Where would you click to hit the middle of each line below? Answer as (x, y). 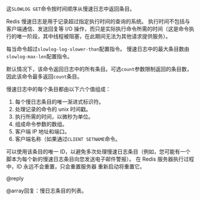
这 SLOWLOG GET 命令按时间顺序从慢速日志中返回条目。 (71, 9)
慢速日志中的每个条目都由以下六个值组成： (59, 89)
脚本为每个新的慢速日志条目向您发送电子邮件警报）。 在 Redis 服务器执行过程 (100, 159)
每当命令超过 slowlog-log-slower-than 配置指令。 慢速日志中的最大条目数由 (98, 49)
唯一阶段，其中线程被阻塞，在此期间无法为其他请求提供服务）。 (94, 36)
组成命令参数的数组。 (41, 124)
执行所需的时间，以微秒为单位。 (54, 117)
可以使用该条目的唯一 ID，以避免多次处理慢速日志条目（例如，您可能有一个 (99, 151)
